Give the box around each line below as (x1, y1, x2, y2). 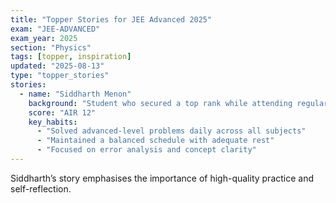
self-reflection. (10, 182, 72, 195)
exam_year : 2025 (10, 33, 78, 43)
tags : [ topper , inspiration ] (10, 52, 132, 62)
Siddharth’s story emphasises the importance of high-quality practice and (10, 172, 315, 184)
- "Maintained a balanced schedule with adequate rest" (36, 136, 275, 146)
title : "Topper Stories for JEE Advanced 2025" (10, 14, 213, 25)
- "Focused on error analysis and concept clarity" (36, 145, 257, 155)
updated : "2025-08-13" (10, 61, 105, 71)
